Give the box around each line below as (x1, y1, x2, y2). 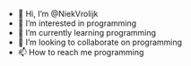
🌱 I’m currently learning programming (17, 28, 157, 37)
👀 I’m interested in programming (17, 18, 137, 29)
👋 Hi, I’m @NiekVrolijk (17, 9, 99, 19)
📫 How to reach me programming (17, 47, 144, 57)
